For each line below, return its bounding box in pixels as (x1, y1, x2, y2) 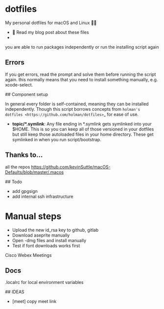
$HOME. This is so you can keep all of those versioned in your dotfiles (12, 126, 154, 132)
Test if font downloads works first (12, 243, 80, 248)
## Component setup (5, 91, 48, 97)
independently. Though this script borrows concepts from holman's (5, 106, 141, 112)
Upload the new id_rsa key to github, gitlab (12, 227, 99, 233)
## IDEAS (5, 289, 24, 295)
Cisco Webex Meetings (5, 252, 52, 258)
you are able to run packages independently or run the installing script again (5, 44, 159, 50)
